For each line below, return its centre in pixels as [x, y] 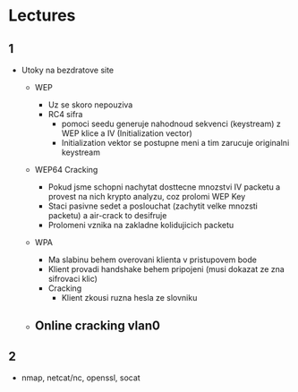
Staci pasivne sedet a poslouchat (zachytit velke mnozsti [153, 206]
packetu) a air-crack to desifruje [107, 215]
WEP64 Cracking [66, 170]
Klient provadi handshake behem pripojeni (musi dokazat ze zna [166, 269]
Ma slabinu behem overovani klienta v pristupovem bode [152, 260]
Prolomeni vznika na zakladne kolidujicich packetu [141, 225]
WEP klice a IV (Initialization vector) [127, 133]
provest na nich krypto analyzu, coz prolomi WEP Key [147, 196]
